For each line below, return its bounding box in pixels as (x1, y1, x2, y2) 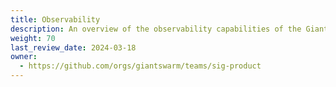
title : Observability (10, 14, 101, 25)
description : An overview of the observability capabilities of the (10, 24, 302, 34)
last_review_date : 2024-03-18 (10, 42, 137, 53)
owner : (10, 52, 38, 62)
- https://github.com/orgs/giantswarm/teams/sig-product (19, 61, 262, 71)
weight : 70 (10, 33, 56, 43)
